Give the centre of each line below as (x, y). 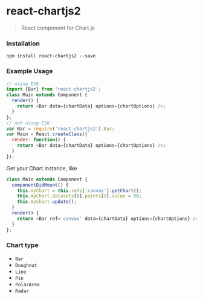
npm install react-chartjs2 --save (51, 56)
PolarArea (27, 285)
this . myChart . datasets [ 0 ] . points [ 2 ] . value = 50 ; (79, 196)
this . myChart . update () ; (47, 202)
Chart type (22, 245)
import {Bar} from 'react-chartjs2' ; (54, 89)
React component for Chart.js (58, 28)
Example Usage (30, 71)
